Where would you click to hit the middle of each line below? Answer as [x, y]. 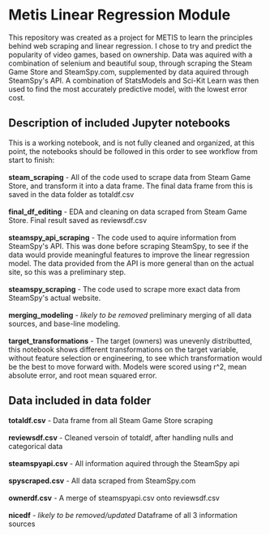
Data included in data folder [80, 401]
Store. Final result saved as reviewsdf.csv [78, 220]
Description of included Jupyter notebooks [120, 123]
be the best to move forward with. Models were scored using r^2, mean [128, 366]
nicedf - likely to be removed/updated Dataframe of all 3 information [123, 515]
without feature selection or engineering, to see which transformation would [135, 357]
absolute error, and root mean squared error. [83, 375]
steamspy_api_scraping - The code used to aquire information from [122, 238]
